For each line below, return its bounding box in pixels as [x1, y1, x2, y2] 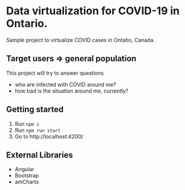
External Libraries [6, 150, 73, 160]
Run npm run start [14, 126, 61, 134]
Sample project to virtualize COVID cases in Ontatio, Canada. [6, 36, 155, 43]
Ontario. [6, 17, 48, 30]
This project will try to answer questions [6, 69, 104, 77]
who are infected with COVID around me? [14, 81, 117, 88]
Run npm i [14, 120, 40, 127]
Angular [14, 166, 34, 173]
